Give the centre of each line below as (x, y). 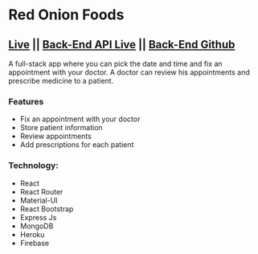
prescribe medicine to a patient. (61, 81)
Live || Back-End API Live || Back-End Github (122, 45)
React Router (41, 191)
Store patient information (61, 128)
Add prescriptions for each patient (77, 145)
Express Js (38, 217)
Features (26, 101)
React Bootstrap (47, 209)
